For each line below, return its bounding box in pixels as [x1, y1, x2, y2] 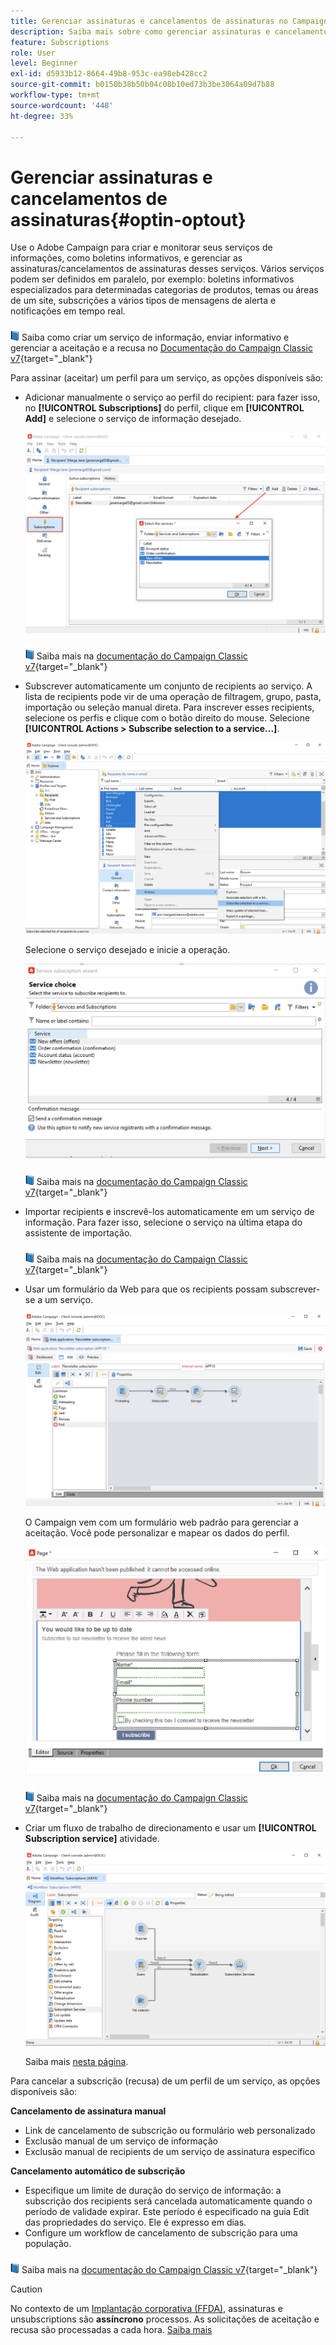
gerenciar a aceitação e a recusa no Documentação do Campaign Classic [10, 342, 313, 354]
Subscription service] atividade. [24, 1832, 160, 1844]
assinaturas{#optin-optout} [10, 208, 247, 231]
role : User [10, 48, 56, 58]
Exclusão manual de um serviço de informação [24, 2135, 218, 2147]
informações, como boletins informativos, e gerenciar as [10, 252, 243, 264]
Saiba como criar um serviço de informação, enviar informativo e [21, 331, 290, 344]
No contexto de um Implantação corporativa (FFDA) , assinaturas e [10, 2302, 283, 2314]
